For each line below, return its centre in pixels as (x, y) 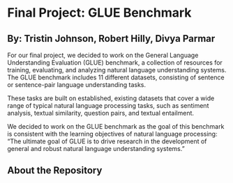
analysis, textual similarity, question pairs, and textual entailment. (100, 113)
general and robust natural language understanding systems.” (96, 149)
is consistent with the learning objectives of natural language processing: (112, 134)
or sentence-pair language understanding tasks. (77, 85)
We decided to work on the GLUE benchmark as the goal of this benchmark (116, 126)
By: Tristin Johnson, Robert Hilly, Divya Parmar (111, 39)
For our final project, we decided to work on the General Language (103, 55)
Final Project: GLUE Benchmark (99, 13)
